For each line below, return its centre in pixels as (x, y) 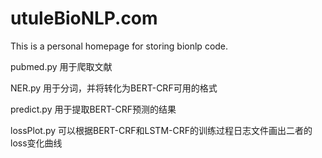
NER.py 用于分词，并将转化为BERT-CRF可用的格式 (114, 88)
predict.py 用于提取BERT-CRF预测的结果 (93, 109)
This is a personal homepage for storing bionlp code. (119, 46)
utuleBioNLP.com (84, 18)
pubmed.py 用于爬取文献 (61, 66)
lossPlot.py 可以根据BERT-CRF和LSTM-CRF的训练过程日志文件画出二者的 (161, 130)
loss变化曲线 (36, 143)
